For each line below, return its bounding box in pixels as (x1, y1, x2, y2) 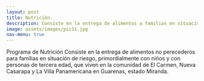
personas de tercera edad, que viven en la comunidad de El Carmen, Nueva (6, 62, 196, 69)
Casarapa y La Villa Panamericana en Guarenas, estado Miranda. (6, 68, 169, 75)
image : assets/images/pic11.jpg (6, 26, 88, 32)
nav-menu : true (6, 32, 45, 38)
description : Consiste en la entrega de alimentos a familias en (6, 20, 175, 26)
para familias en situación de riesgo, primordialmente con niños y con (6, 55, 181, 62)
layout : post (6, 9, 39, 15)
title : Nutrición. (6, 15, 53, 21)
